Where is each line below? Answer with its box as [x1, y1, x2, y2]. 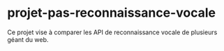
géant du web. [7, 35, 49, 43]
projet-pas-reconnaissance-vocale [7, 5, 216, 21]
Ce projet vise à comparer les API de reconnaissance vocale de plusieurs [7, 28, 218, 36]
